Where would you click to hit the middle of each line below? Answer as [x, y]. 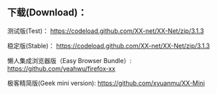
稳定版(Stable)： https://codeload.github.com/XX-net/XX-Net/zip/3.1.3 [108, 46]
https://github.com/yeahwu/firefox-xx [61, 68]
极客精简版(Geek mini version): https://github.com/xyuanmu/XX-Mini [106, 83]
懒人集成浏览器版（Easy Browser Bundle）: [69, 60]
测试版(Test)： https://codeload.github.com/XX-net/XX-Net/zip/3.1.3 [106, 31]
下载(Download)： [47, 13]
